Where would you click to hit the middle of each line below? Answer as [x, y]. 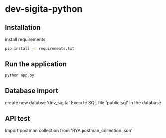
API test [18, 118]
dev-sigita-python [44, 9]
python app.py [20, 75]
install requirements [25, 39]
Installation [23, 28]
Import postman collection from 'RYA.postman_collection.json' [69, 131]
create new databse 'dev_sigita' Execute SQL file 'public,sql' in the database [83, 103]
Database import [32, 91]
